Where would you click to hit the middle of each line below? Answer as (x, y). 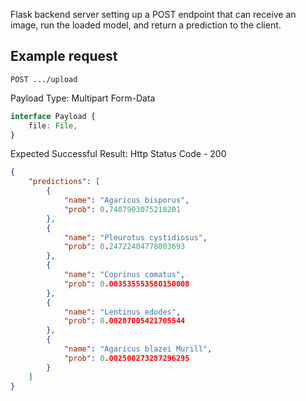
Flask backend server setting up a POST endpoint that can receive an (153, 14)
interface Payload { (53, 116)
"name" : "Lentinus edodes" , (122, 312)
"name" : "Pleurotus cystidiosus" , (135, 237)
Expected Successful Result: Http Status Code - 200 (118, 154)
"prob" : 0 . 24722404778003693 (124, 247)
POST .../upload (44, 79)
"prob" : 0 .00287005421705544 (124, 321)
